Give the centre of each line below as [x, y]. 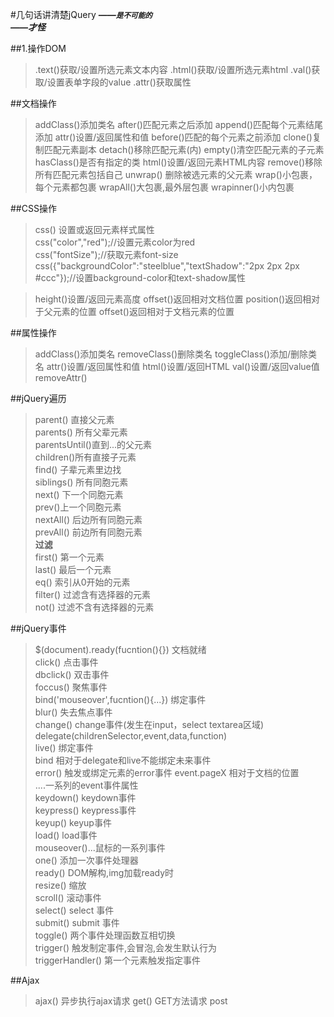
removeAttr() [61, 377]
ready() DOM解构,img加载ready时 [104, 872]
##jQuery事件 [38, 628]
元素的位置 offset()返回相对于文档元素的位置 [143, 311]
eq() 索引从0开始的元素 [82, 582]
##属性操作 [33, 332]
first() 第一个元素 [69, 557]
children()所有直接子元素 [85, 457]
